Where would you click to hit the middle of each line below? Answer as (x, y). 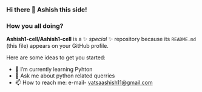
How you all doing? (35, 25)
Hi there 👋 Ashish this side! (47, 10)
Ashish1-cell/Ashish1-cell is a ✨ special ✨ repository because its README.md (101, 39)
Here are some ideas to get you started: (56, 57)
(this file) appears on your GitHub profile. (58, 46)
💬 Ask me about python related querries (65, 76)
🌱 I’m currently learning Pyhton (54, 70)
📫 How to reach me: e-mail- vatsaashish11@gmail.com (84, 83)
